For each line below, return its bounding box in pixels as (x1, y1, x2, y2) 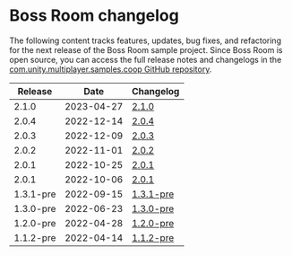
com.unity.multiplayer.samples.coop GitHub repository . (9, 64, 212, 75)
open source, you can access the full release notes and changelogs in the (9, 54, 282, 65)
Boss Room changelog (9, 5, 179, 26)
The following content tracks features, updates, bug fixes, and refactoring (9, 35, 282, 46)
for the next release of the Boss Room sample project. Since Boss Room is (9, 44, 283, 55)
